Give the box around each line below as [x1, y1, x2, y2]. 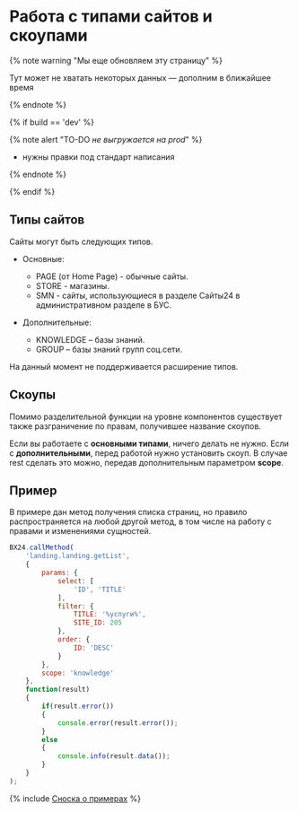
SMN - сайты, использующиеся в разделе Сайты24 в [35, 290, 241, 301]
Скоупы [9, 388, 57, 403]
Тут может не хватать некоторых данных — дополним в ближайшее [9, 72, 272, 83]
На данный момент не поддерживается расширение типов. [9, 361, 239, 372]
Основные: [22, 253, 65, 264]
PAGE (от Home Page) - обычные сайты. [35, 271, 188, 282]
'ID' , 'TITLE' [73, 585, 127, 594]
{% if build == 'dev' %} [9, 117, 94, 127]
